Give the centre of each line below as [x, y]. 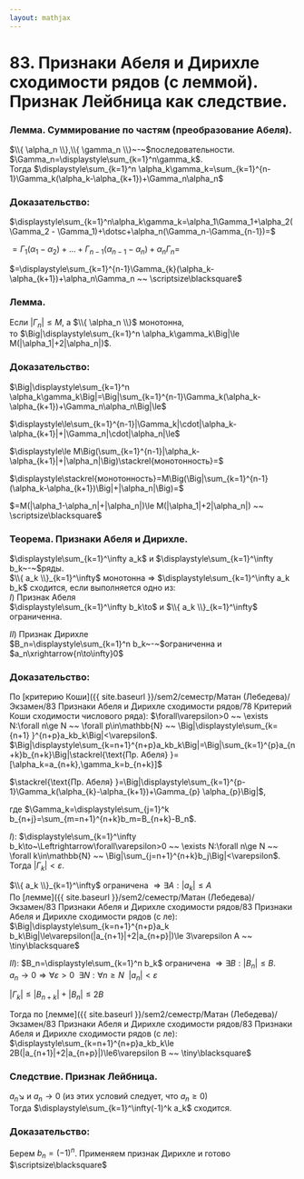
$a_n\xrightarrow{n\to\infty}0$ [67, 653]
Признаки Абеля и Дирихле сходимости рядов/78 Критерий [175, 706]
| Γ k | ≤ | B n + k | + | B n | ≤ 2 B [57, 996]
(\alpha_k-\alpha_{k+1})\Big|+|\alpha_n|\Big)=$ [97, 488]
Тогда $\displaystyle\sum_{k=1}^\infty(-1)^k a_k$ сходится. [121, 1108]
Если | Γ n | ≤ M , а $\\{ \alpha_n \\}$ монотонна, [97, 323]
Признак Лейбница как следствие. [148, 101]
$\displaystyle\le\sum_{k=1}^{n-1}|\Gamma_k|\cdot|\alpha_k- [123, 424]
